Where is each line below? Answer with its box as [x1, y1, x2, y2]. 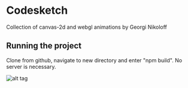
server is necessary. [6, 63, 56, 70]
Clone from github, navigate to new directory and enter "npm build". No [6, 56, 183, 63]
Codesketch [6, 4, 68, 17]
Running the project [6, 41, 82, 51]
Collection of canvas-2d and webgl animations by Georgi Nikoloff [6, 23, 168, 31]
